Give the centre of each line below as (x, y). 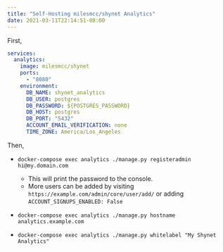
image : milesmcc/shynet (55, 67)
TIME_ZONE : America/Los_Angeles (73, 132)
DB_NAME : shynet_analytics (65, 92)
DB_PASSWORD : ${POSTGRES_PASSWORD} (78, 106)
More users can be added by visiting (81, 186)
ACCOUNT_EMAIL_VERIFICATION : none (77, 125)
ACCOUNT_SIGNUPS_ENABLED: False (75, 201)
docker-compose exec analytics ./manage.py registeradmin (104, 159)
